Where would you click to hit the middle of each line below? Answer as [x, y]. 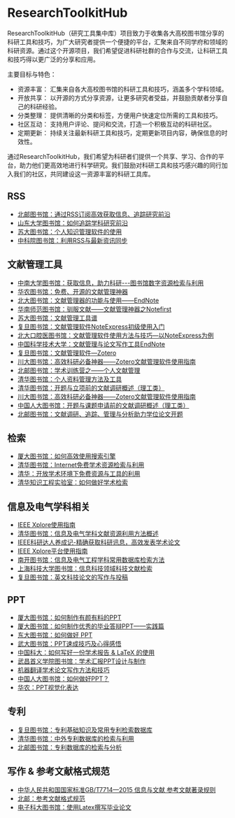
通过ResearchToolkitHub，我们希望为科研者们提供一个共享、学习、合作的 [113, 156]
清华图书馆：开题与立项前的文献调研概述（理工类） [91, 388]
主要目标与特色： [32, 74]
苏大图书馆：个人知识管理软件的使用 [70, 232]
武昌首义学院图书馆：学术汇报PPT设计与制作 [81, 661]
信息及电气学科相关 [49, 506]
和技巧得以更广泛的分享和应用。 [53, 59]
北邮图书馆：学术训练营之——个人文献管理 [79, 370]
